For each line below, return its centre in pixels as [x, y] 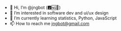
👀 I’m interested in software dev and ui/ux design [59, 13]
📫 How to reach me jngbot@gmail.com [49, 23]
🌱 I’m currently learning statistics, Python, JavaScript [63, 18]
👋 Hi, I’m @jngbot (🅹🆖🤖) [35, 8]
